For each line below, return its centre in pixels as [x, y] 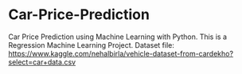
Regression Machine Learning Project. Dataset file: [92, 45]
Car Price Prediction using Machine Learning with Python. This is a [117, 37]
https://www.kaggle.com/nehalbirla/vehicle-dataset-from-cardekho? [121, 53]
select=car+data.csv [42, 62]
